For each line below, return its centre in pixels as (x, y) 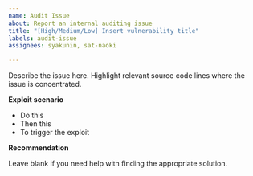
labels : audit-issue (43, 38)
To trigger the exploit (55, 133)
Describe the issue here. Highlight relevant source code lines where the (126, 76)
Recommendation (39, 148)
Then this (36, 124)
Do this (32, 115)
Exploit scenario (36, 100)
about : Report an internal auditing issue (80, 23)
